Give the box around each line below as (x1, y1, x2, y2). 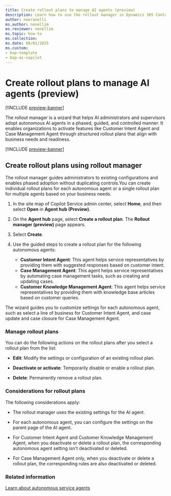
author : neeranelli (5, 17, 47, 22)
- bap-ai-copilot (5, 55, 42, 60)
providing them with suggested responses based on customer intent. (20, 262, 165, 268)
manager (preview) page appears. (12, 222, 86, 228)
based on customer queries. (20, 295, 80, 301)
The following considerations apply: (5, 399, 80, 405)
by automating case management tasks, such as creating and (20, 273, 149, 279)
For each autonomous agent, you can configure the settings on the (12, 419, 153, 425)
